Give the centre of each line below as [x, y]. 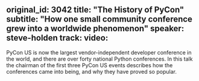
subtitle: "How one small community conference [99, 19]
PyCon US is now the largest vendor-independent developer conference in [99, 52]
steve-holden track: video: [57, 38]
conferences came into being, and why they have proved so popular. [91, 71]
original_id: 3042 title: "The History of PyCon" [95, 10]
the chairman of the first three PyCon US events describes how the [90, 65]
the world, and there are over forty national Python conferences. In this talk [99, 59]
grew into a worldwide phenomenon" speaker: [95, 28]
